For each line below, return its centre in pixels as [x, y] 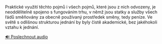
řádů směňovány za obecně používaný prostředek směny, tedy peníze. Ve [79, 17]
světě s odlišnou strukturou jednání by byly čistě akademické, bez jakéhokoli [81, 22]
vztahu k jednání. [22, 27]
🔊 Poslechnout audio [27, 37]
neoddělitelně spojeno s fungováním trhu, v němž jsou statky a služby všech [81, 12]
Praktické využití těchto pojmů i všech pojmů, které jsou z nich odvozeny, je [81, 7]
